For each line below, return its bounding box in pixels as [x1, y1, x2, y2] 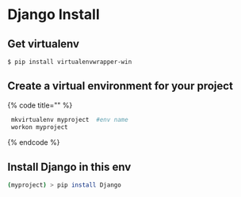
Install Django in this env [7, 160, 132, 173]
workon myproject [10, 123, 68, 131]
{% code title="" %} [7, 100, 73, 110]
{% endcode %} [7, 137, 60, 147]
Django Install [7, 6, 100, 24]
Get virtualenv [7, 37, 80, 51]
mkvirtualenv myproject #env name [10, 116, 128, 123]
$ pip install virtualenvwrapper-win [7, 58, 132, 66]
